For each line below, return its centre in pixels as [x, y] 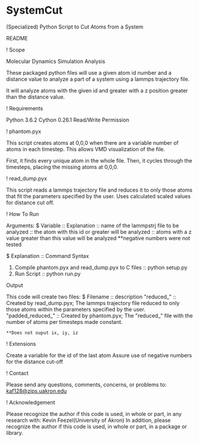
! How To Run [23, 214]
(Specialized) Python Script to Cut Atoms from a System [75, 27]
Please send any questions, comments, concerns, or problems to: [86, 384]
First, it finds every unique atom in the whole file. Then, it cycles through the [99, 160]
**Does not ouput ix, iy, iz [42, 333]
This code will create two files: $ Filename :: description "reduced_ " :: [91, 297]
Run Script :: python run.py [48, 274]
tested [14, 244]
